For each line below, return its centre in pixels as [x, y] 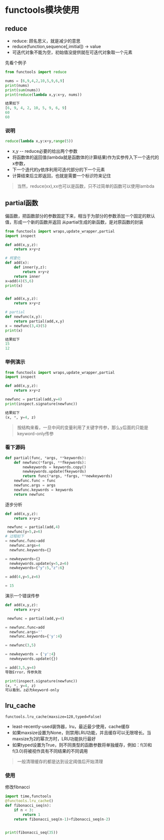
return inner [27, 276]
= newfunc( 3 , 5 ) [21, 645]
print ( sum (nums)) [23, 90]
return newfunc [29, 494]
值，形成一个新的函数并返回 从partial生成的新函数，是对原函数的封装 [74, 222]
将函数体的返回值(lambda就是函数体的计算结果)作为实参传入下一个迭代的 [85, 157]
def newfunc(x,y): [24, 317]
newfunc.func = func [35, 481]
